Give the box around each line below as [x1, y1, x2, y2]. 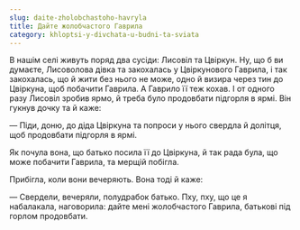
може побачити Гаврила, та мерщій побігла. [9, 157, 180, 168]
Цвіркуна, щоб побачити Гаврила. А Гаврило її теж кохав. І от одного [9, 83, 275, 95]
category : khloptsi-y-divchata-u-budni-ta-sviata [9, 30, 200, 39]
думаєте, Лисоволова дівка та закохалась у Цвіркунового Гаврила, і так [9, 64, 287, 75]
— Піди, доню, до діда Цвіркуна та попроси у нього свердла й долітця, [9, 120, 282, 131]
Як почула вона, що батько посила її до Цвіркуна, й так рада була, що [9, 147, 278, 158]
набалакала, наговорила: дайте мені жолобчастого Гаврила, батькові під [9, 201, 291, 212]
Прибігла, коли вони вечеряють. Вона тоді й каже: [9, 174, 204, 185]
